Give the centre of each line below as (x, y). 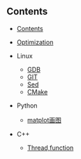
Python (27, 106)
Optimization (35, 42)
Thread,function (50, 148)
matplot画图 (44, 120)
